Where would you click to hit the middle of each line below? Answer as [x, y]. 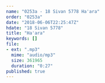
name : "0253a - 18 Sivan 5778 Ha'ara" [53, 11]
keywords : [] [22, 39]
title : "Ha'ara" [26, 33]
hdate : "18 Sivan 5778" [35, 28]
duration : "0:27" [32, 66]
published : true [26, 71]
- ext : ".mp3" [23, 50]
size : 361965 [27, 60]
